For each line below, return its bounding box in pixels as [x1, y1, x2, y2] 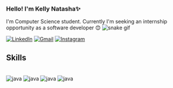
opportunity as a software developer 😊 [6, 24, 101, 31]
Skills [6, 52, 26, 63]
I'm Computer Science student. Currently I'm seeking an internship [6, 18, 168, 25]
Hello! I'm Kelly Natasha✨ [6, 5, 81, 13]
